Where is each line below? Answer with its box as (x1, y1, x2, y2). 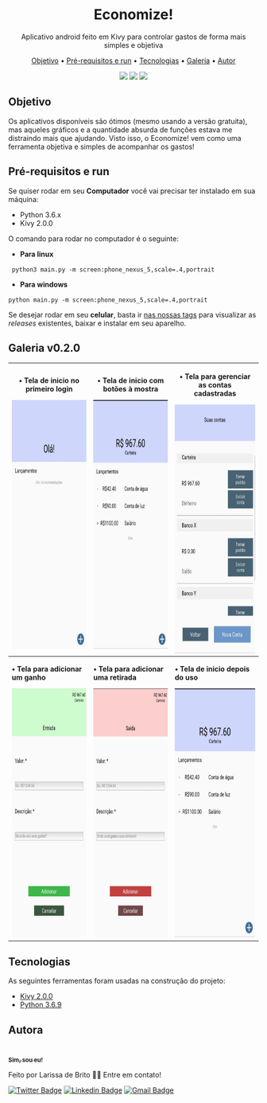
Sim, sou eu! (8, 1056, 44, 1064)
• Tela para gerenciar (179, 372, 251, 381)
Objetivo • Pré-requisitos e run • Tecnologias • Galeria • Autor (31, 56, 236, 65)
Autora (8, 1023, 44, 1036)
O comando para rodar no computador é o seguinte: (8, 233, 179, 244)
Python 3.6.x (19, 209, 62, 220)
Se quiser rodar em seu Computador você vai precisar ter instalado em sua (8, 185, 256, 196)
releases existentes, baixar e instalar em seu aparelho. (8, 318, 187, 328)
